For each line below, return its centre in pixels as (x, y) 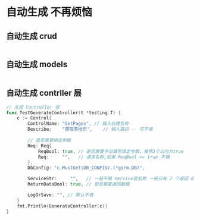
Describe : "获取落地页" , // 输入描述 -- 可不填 (90, 129)
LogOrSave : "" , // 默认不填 (60, 195)
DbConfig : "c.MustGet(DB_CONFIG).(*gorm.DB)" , (86, 168)
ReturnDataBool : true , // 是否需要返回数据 (79, 184)
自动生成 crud (32, 36)
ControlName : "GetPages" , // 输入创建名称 (78, 124)
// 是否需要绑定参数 (49, 140)
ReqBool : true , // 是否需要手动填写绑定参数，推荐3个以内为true (111, 151)
